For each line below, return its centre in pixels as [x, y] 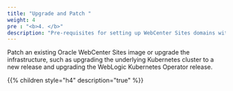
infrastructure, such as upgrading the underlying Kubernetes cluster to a [111, 60]
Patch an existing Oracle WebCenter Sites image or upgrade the [98, 52]
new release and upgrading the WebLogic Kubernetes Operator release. [110, 67]
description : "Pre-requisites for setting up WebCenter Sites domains [111, 33]
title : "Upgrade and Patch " [49, 13]
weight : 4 [21, 20]
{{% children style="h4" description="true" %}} [76, 81]
